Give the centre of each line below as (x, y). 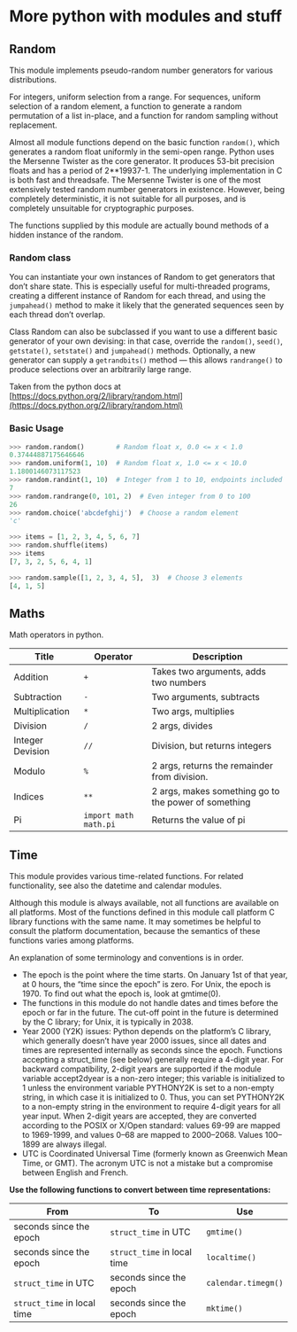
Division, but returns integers (212, 746)
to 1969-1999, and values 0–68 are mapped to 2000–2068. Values (142, 1135)
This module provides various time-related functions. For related (126, 876)
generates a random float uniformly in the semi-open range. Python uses (142, 152)
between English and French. (75, 1172)
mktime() (225, 1309)
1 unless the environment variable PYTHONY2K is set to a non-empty (148, 1088)
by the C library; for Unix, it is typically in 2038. (108, 1022)
